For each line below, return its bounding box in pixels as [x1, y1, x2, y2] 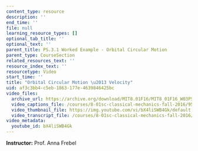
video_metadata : [6, 118, 46, 124]
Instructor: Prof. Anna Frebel [6, 139, 77, 146]
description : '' [6, 14, 46, 20]
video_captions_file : [11, 101, 65, 108]
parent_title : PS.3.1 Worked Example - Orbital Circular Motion [6, 47, 167, 53]
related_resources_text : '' [6, 58, 75, 63]
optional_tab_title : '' [6, 36, 65, 42]
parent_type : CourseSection [6, 52, 75, 58]
